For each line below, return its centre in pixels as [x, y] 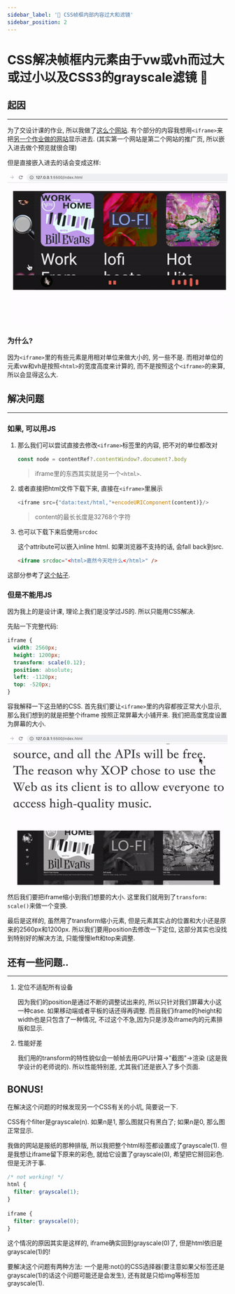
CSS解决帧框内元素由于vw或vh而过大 [116, 60]
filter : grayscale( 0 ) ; [47, 1221]
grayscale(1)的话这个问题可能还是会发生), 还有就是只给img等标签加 [104, 1275]
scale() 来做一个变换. [38, 906]
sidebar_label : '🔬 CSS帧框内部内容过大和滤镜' [71, 15]
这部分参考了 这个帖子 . [39, 575]
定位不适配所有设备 [45, 987]
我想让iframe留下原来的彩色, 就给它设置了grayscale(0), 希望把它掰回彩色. [119, 1154]
